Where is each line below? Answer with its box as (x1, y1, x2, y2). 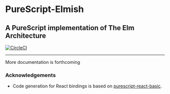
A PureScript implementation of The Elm (5, 24, 135, 32)
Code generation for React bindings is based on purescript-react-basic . (12, 83, 162, 89)
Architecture (5, 31, 47, 40)
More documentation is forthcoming (5, 59, 80, 65)
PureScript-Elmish (5, 4, 84, 15)
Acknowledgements (5, 71, 56, 78)
